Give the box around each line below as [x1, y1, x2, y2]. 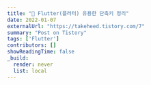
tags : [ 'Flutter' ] [7, 36, 59, 42]
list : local [13, 67, 48, 74]
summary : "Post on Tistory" [7, 29, 87, 36]
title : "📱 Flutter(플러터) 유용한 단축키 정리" [7, 10, 130, 17]
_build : [7, 55, 29, 62]
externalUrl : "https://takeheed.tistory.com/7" [7, 23, 146, 29]
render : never [13, 61, 53, 68]
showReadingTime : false [7, 49, 75, 56]
